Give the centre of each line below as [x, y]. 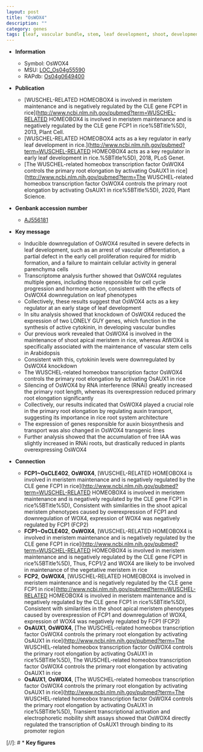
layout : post [23, 12]
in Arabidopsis [42, 353]
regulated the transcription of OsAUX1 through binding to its [98, 725]
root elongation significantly [59, 398]
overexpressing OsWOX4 [55, 450]
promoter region [44, 731]
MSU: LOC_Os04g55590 [55, 70]
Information [30, 52]
